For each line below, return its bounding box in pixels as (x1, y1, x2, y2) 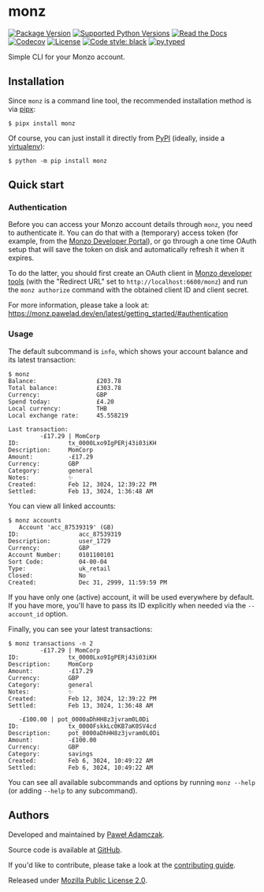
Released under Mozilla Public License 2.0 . (8, 875, 148, 885)
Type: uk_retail (8, 564, 111, 573)
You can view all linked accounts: (8, 501, 117, 511)
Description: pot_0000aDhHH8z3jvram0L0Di (8, 729, 160, 737)
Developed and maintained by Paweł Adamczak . (8, 830, 165, 839)
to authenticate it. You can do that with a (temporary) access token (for (8, 228, 239, 238)
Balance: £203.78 (8, 377, 122, 385)
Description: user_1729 (8, 537, 111, 545)
